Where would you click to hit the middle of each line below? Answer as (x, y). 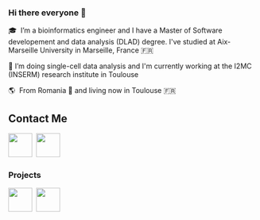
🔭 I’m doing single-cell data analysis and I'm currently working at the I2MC (130, 66)
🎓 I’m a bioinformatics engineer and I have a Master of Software (115, 30)
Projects (25, 176)
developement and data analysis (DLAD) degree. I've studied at (112, 42)
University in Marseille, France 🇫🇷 (96, 50)
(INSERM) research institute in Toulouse (74, 75)
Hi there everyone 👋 (47, 13)
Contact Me (38, 118)
